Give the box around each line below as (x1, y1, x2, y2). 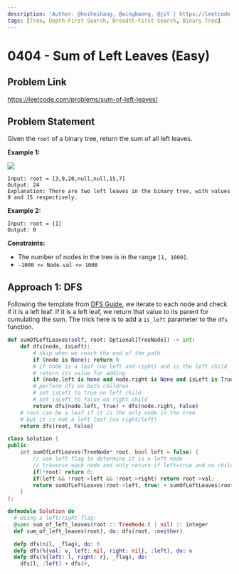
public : (7, 442, 31, 449)
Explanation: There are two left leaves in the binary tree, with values (7, 188, 231, 195)
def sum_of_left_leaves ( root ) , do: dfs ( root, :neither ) (14, 528, 183, 535)
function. (7, 323, 34, 331)
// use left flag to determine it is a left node (33, 455, 183, 462)
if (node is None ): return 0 (33, 356, 119, 363)
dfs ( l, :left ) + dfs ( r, (20, 560, 91, 568)
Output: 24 (7, 182, 40, 189)
